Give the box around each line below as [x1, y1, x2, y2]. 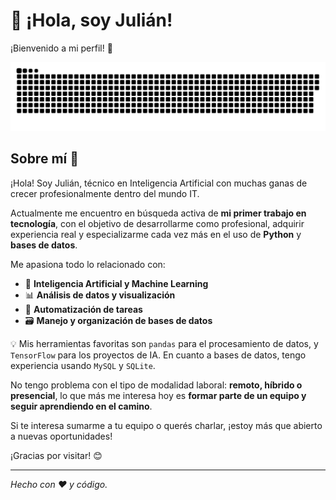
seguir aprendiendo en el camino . [10, 400, 153, 412]
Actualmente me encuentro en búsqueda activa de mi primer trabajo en [10, 207, 307, 219]
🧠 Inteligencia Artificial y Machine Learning [24, 277, 209, 289]
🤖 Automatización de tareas [24, 303, 143, 315]
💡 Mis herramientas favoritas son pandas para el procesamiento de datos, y [10, 337, 319, 349]
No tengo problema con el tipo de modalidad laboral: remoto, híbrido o [10, 379, 303, 391]
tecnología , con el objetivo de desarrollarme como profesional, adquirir [10, 217, 305, 229]
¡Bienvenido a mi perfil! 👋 [10, 42, 113, 54]
